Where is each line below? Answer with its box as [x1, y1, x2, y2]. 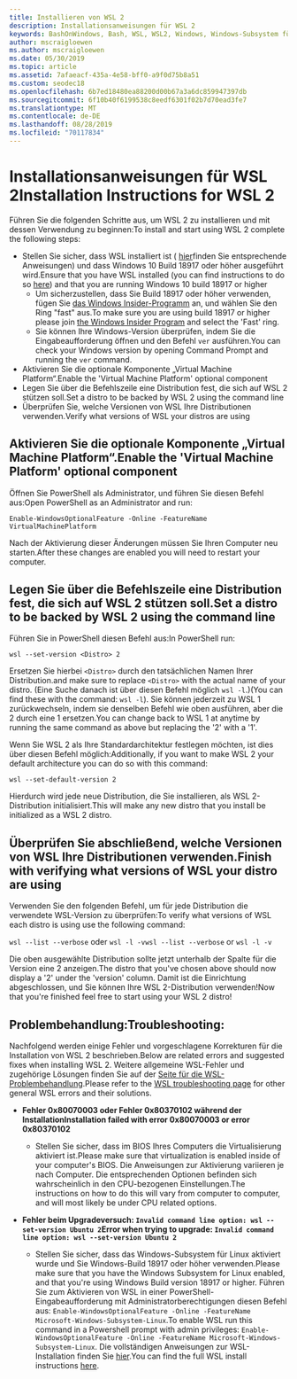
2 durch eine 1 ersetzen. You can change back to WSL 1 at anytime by [9, 713, 261, 723]
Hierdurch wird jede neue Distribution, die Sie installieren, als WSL [9, 791, 250, 802]
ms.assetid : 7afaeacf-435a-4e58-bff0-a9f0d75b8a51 [9, 71, 200, 80]
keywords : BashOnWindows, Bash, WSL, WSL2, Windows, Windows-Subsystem [9, 29, 278, 38]
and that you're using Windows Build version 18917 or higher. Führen [34, 1277, 286, 1288]
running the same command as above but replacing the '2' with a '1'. [9, 722, 258, 733]
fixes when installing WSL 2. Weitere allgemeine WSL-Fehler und [9, 1060, 245, 1071]
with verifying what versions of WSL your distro [9, 863, 278, 878]
